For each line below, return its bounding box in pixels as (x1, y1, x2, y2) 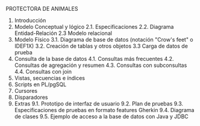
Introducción (14, 17, 46, 24)
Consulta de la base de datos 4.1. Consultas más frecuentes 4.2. (14, 55, 174, 62)
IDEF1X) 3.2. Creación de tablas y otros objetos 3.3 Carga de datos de (14, 42, 188, 49)
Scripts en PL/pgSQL (14, 81, 67, 88)
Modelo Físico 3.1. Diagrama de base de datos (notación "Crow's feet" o (14, 36, 193, 43)
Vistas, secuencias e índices (14, 75, 86, 81)
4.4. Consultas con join (14, 68, 72, 75)
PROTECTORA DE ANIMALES (5, 5, 78, 12)
